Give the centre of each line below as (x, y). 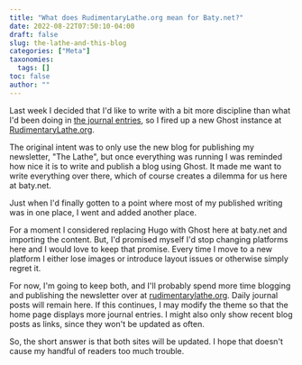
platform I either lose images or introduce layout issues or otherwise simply (149, 259)
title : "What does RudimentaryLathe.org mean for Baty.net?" (127, 18)
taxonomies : (32, 59)
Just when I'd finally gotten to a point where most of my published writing (146, 203)
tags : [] (34, 68)
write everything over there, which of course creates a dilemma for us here (149, 176)
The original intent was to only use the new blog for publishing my (132, 147)
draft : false (34, 34)
